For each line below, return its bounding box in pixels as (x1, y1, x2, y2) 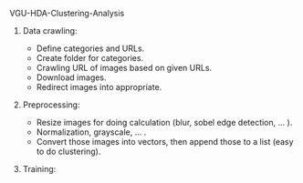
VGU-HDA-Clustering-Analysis (9, 8, 125, 18)
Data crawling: (22, 25, 78, 36)
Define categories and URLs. (36, 43, 145, 54)
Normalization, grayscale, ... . (36, 127, 147, 137)
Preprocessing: (22, 99, 80, 110)
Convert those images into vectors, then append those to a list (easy (36, 137, 294, 147)
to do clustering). (36, 146, 101, 157)
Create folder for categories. (36, 53, 144, 63)
